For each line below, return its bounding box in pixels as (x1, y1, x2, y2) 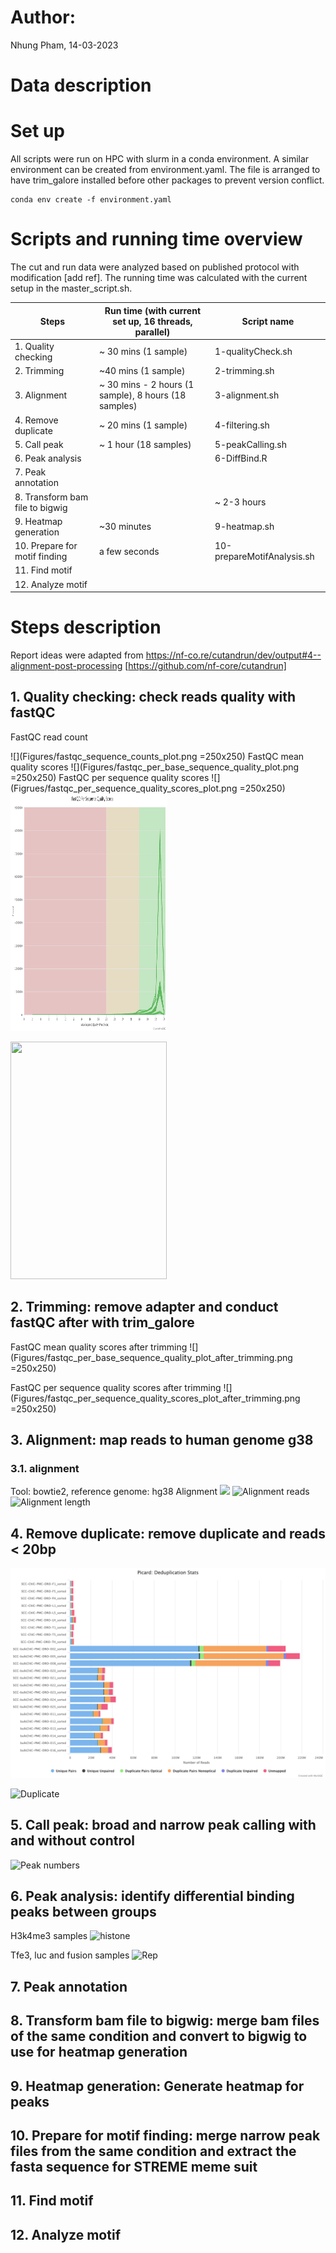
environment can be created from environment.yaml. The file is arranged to (10, 164, 321, 176)
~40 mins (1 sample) (98, 365, 186, 376)
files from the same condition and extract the (10, 2142, 297, 2160)
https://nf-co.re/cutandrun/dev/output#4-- (145, 649, 322, 661)
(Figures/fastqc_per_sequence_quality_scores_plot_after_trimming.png (10, 1392, 301, 1404)
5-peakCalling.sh (214, 438, 287, 450)
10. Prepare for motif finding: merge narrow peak (10, 2127, 321, 2144)
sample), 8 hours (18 (98, 389, 187, 401)
